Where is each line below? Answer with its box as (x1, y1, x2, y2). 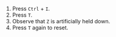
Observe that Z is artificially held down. (12, 18, 111, 24)
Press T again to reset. (12, 24, 68, 31)
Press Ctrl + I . (12, 5, 50, 12)
